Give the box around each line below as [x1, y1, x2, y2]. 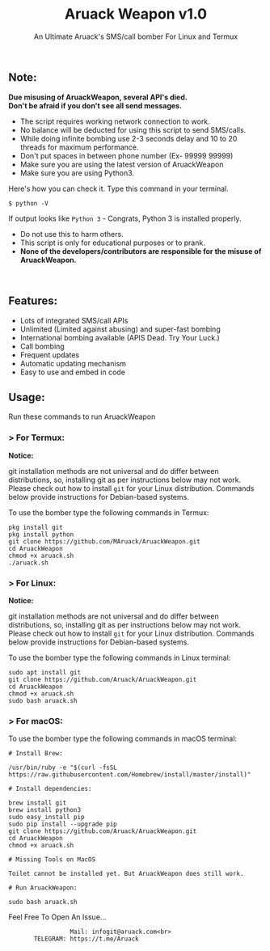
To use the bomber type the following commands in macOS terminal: [8, 733, 237, 744]
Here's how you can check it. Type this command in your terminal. [8, 184, 229, 193]
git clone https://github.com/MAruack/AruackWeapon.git [8, 537, 200, 546]
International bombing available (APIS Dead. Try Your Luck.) [19, 332, 220, 342]
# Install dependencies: [8, 785, 92, 793]
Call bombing [19, 341, 65, 351]
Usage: [8, 390, 46, 404]
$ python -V [8, 199, 49, 207]
